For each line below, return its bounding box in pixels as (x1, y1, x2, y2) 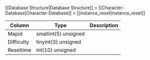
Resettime (8, 46, 32, 53)
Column (10, 22, 29, 28)
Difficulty (8, 38, 29, 45)
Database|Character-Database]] (5, 10, 72, 16)
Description (89, 22, 118, 28)
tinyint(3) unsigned (36, 38, 81, 45)
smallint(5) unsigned (36, 30, 85, 37)
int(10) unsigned (36, 46, 76, 53)
